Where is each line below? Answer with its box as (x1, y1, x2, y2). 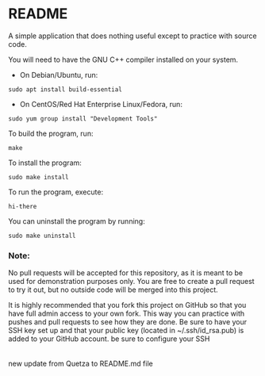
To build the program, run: (8, 129, 94, 138)
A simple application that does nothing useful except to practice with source (8, 31, 257, 40)
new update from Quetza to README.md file (8, 359, 153, 368)
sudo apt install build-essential (8, 85, 123, 94)
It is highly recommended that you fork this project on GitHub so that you (8, 301, 247, 310)
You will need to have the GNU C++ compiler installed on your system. (8, 55, 239, 64)
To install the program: (8, 158, 82, 167)
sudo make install (8, 173, 69, 181)
